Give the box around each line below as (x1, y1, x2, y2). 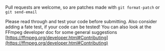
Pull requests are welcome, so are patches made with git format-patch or (5, 5, 160, 10)
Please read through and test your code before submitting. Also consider (5, 19, 157, 24)
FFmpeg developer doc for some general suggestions (5, 29, 117, 35)
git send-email (5, 10, 37, 15)
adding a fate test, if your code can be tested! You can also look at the (5, 24, 152, 30)
